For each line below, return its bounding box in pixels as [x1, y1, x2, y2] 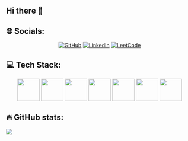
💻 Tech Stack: [6, 60, 61, 70]
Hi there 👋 [6, 6, 43, 16]
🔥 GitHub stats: [6, 113, 64, 123]
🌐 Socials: [6, 26, 45, 36]
